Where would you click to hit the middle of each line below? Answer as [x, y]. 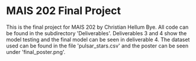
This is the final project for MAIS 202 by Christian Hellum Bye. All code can [97, 27]
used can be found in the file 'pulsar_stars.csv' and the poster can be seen [97, 46]
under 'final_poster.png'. [36, 52]
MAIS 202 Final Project [64, 11]
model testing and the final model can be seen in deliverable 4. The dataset [98, 39]
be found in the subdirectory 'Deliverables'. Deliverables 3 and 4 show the [97, 33]
